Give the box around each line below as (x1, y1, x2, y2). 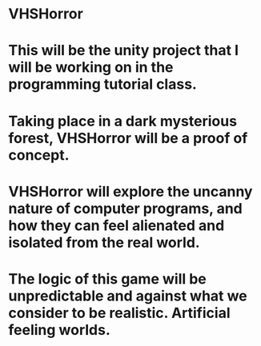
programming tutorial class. (8, 75, 198, 93)
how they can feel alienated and (8, 217, 225, 234)
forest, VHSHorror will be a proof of (8, 129, 248, 147)
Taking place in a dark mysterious (8, 112, 238, 130)
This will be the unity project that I (8, 42, 239, 60)
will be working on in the (8, 58, 174, 77)
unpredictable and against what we (8, 287, 248, 304)
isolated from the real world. (8, 233, 200, 252)
